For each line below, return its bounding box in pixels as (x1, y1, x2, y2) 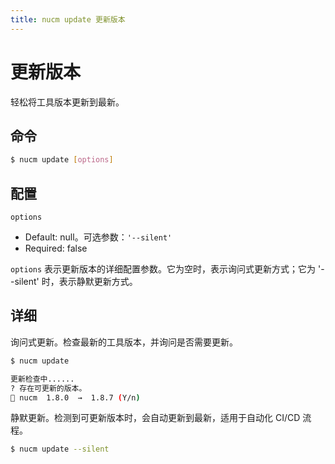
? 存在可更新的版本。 (10, 383, 87, 393)
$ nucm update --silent (10, 444, 110, 455)
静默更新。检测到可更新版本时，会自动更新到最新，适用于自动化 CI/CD (10, 412, 301, 424)
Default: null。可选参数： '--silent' (24, 231, 173, 243)
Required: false (24, 242, 88, 255)
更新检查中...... (10, 374, 75, 384)
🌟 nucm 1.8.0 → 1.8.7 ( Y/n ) (10, 392, 141, 403)
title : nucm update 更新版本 (10, 14, 126, 25)
